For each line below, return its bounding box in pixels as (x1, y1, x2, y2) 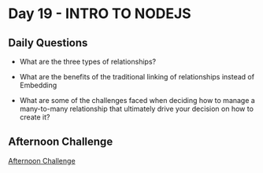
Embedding (19, 80, 57, 90)
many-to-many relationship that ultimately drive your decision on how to (19, 104, 254, 113)
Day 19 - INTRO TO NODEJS (8, 5, 191, 23)
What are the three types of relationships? (19, 57, 156, 66)
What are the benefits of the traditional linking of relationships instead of (19, 72, 254, 81)
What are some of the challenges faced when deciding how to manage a (19, 96, 256, 105)
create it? (19, 112, 50, 122)
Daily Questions (8, 36, 88, 50)
